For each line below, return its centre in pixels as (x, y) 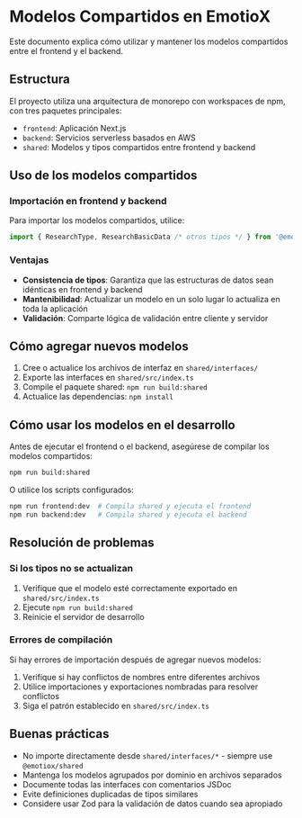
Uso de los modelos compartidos (103, 176)
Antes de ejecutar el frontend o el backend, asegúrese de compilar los (139, 446)
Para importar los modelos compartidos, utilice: (97, 220)
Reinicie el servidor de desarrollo (84, 616)
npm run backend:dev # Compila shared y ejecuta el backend (128, 515)
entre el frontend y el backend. (67, 50)
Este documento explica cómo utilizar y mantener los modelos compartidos (149, 41)
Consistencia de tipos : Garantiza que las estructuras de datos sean (148, 280)
